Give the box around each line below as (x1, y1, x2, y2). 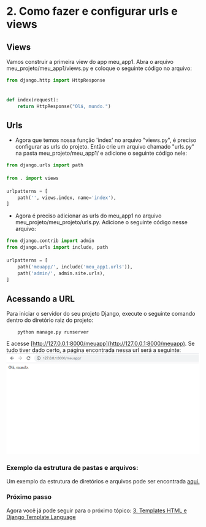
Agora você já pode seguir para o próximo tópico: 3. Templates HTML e (6, 507, 187, 514)
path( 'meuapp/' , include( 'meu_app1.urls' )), (17, 263, 133, 270)
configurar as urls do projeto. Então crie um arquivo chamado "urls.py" (15, 143, 195, 150)
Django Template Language (6, 513, 76, 520)
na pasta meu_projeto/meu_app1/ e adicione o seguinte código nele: (15, 149, 187, 157)
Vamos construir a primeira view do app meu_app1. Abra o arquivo (6, 58, 174, 65)
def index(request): (6, 96, 59, 103)
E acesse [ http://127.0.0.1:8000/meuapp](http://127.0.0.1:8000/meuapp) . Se (6, 340, 195, 348)
